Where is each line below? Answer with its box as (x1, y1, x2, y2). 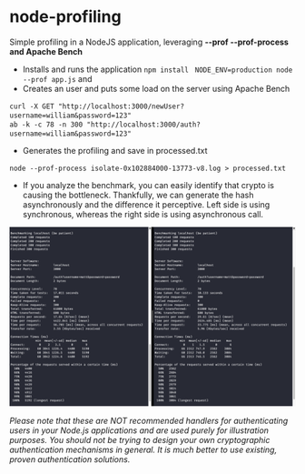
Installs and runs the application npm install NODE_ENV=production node (22, 64, 293, 75)
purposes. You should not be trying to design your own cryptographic (9, 434, 271, 445)
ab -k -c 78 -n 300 (9, 120, 84, 129)
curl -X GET (9, 102, 54, 111)
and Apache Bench (9, 45, 84, 56)
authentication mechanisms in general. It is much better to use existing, (9, 444, 278, 455)
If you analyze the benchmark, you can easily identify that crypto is (22, 179, 275, 190)
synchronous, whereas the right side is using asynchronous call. (22, 208, 264, 219)
